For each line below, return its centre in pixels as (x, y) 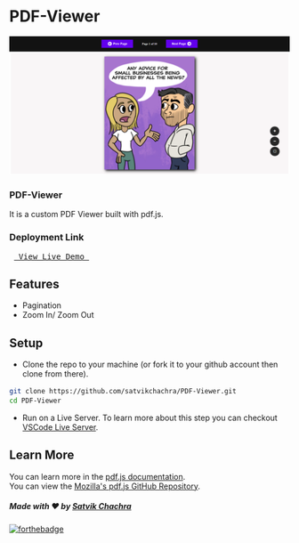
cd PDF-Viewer (36, 401)
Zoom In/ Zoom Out (58, 315)
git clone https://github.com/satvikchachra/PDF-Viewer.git (123, 392)
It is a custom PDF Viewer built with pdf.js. (86, 215)
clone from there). (55, 374)
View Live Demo (51, 256)
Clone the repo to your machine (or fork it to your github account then (150, 365)
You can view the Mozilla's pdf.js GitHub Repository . (105, 486)
